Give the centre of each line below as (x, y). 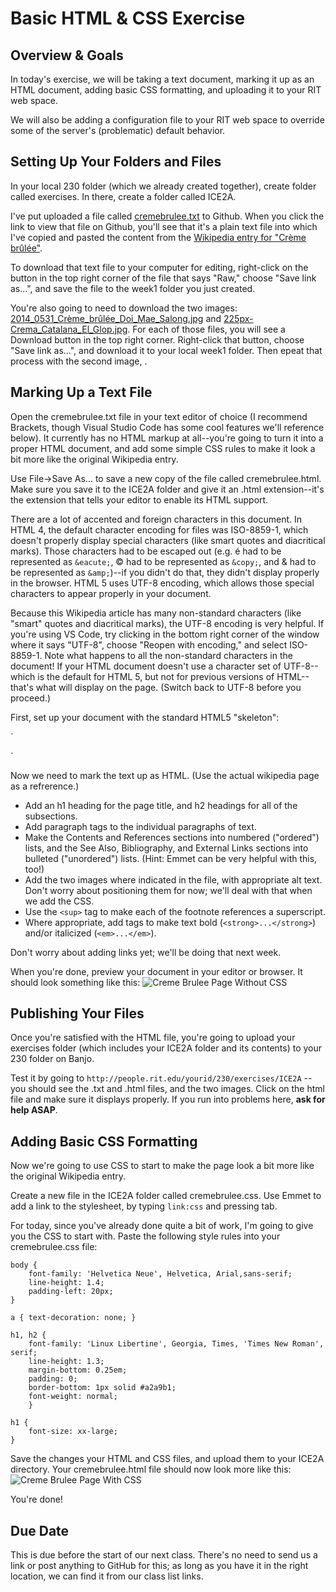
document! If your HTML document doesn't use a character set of (146, 666)
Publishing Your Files (77, 1013)
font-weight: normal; (73, 1397)
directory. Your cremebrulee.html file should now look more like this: (151, 1469)
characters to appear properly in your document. (111, 593)
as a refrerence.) (45, 786)
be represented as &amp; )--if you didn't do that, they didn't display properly (165, 572)
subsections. (51, 816)
